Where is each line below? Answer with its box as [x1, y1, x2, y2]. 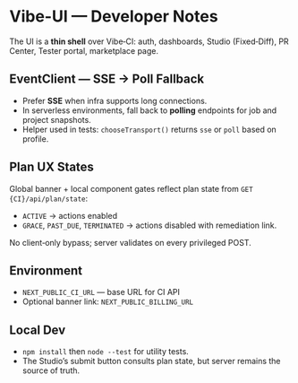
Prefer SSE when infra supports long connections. [21, 95, 208, 106]
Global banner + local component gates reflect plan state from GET [9, 183, 253, 194]
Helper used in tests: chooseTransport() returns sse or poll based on [21, 124, 277, 135]
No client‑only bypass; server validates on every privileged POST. [9, 237, 252, 248]
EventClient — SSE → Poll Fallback [9, 72, 205, 87]
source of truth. [21, 365, 81, 376]
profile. [21, 133, 49, 144]
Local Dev [9, 322, 66, 337]
